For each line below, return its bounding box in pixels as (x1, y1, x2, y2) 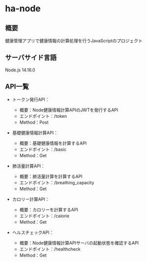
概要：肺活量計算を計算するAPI (19, 173, 82, 179)
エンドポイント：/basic (19, 146, 67, 152)
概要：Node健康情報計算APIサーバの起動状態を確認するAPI (19, 240, 139, 246)
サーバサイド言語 (5, 54, 57, 62)
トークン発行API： (12, 97, 50, 102)
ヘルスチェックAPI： (12, 229, 54, 235)
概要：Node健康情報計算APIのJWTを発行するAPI (19, 107, 119, 113)
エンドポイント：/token (19, 113, 67, 119)
